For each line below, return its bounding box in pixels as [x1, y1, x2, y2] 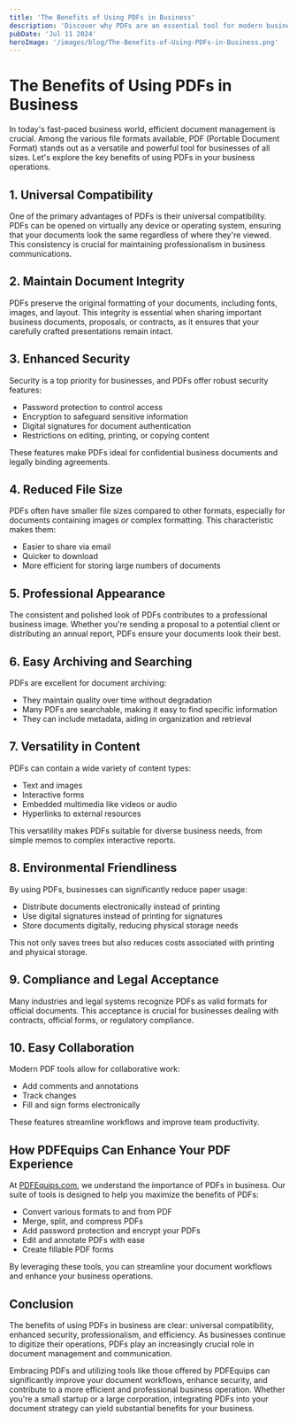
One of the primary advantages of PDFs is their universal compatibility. [9, 211, 267, 221]
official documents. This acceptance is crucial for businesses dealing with [9, 1005, 278, 1015]
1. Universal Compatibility [9, 187, 154, 202]
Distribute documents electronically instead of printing [21, 901, 221, 912]
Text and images [21, 780, 83, 790]
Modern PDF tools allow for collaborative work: [9, 1064, 180, 1075]
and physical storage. [9, 946, 88, 957]
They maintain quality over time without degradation [21, 695, 212, 705]
